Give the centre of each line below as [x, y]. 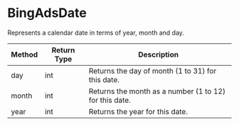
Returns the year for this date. [138, 111]
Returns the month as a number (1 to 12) [157, 91]
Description [159, 55]
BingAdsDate [47, 13]
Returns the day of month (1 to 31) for [153, 71]
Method [25, 55]
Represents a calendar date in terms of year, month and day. [96, 33]
